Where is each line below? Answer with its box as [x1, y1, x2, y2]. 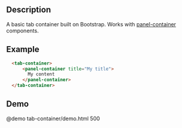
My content [28, 71, 55, 77]
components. [6, 27, 39, 34]
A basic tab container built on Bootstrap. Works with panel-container [6, 20, 176, 28]
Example [6, 44, 40, 54]
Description [6, 5, 51, 15]
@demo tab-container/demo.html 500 [6, 115, 100, 122]
